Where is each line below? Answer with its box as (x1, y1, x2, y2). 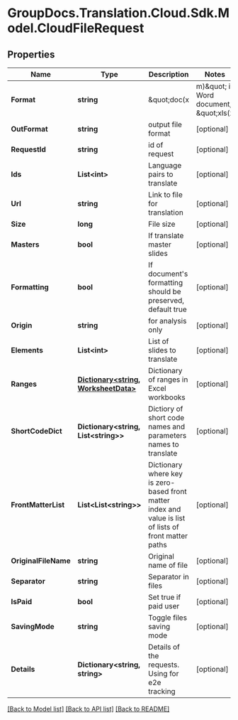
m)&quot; (195, 82, 227, 91)
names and (148, 421, 186, 431)
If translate (148, 231, 184, 240)
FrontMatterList (11, 500, 65, 510)
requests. (148, 660, 180, 670)
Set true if (148, 592, 181, 602)
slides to (148, 345, 176, 355)
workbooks (148, 392, 186, 402)
